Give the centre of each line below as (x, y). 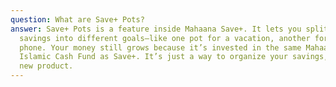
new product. (46, 66)
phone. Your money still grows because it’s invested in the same (160, 47)
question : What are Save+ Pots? (77, 19)
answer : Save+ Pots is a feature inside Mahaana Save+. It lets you (156, 29)
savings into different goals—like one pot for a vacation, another (165, 38)
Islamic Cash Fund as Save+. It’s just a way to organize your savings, (174, 57)
